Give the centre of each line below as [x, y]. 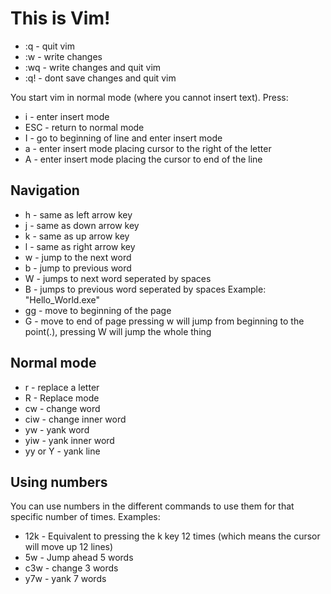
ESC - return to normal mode [84, 127]
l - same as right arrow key [80, 246]
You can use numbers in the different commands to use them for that [152, 506]
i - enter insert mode [67, 116]
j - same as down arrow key [82, 225]
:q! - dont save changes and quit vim [100, 78]
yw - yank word [57, 429]
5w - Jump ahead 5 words [79, 558]
